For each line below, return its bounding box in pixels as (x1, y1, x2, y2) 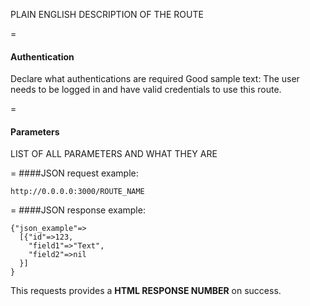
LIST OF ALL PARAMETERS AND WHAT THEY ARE (10, 148, 218, 160)
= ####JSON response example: (10, 204, 146, 216)
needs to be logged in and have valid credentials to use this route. (10, 84, 282, 96)
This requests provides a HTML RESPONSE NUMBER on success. (10, 285, 282, 297)
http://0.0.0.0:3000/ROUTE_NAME (10, 187, 145, 197)
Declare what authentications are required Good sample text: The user (10, 73, 300, 85)
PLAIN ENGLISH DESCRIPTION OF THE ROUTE (10, 9, 204, 20)
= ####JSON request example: (10, 167, 139, 179)
